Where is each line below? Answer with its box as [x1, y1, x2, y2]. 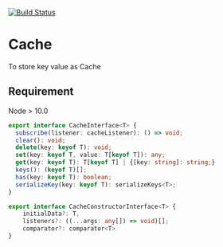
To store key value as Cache [8, 61, 101, 71]
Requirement [8, 84, 74, 99]
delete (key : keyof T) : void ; [15, 143, 112, 151]
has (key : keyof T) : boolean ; [15, 173, 112, 181]
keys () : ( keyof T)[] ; [15, 166, 88, 174]
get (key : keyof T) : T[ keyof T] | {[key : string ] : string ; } [15, 159, 216, 167]
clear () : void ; [15, 136, 66, 144]
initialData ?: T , [22, 210, 80, 218]
